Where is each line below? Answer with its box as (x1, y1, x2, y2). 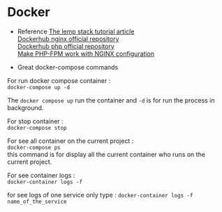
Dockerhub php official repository (17, 42, 115, 50)
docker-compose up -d (7, 84, 71, 91)
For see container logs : (7, 171, 75, 179)
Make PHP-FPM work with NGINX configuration (17, 50, 155, 58)
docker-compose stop (7, 124, 68, 131)
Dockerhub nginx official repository (17, 34, 119, 43)
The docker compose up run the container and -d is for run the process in (7, 96, 215, 105)
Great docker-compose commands (17, 63, 119, 71)
